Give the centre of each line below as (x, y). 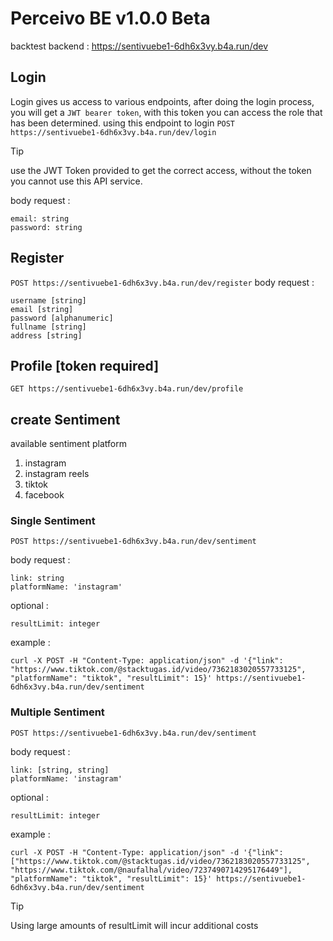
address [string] (46, 335)
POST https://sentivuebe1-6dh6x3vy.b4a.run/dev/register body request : (162, 282)
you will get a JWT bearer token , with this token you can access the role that (166, 112)
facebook (44, 495)
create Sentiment (65, 419)
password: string (46, 227)
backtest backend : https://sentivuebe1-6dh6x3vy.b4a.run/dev (139, 46)
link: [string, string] (60, 770)
